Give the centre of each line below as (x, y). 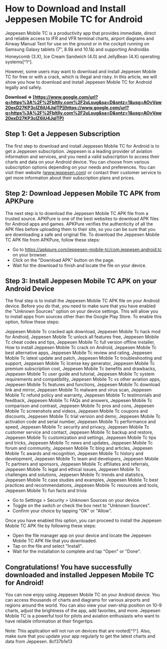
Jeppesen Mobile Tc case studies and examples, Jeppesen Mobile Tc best (82, 480)
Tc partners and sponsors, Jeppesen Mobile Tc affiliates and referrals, (77, 464)
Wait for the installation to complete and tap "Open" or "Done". (77, 551)
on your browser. (30, 254)
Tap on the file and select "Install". (48, 546)
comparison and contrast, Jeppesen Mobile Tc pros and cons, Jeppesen (80, 406)
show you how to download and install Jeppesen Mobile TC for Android (79, 82)
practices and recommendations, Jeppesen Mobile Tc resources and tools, (82, 485)
